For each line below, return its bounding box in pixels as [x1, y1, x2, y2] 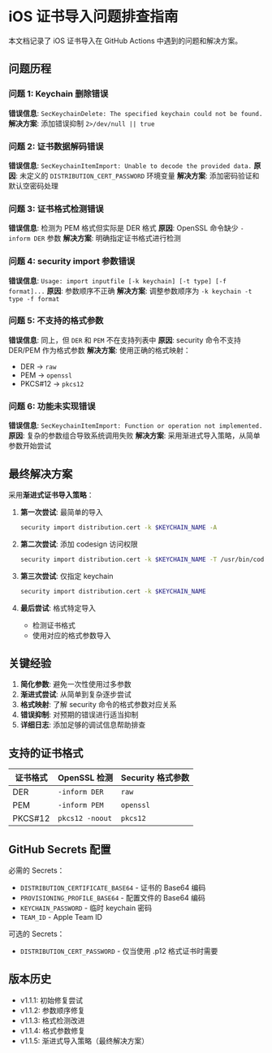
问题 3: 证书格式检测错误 [8, 203, 104, 214]
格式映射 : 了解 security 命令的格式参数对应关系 [19, 700, 177, 710]
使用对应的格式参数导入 [32, 630, 111, 640]
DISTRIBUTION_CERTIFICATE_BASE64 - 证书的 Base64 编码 [19, 883, 206, 892]
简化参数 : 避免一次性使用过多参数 [19, 680, 132, 689]
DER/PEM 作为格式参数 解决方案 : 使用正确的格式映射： [8, 345, 191, 355]
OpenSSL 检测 [58, 772, 114, 783]
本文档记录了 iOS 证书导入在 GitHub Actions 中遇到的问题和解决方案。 [8, 36, 243, 45]
